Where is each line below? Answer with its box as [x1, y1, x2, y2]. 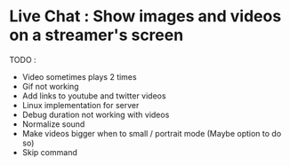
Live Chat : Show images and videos [9, 6, 282, 27]
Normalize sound [21, 118, 85, 130]
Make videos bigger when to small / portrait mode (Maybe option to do [21, 128, 282, 138]
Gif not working [21, 81, 79, 91]
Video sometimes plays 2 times [21, 71, 137, 82]
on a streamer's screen [9, 25, 184, 45]
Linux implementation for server [21, 99, 140, 110]
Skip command [21, 146, 77, 157]
